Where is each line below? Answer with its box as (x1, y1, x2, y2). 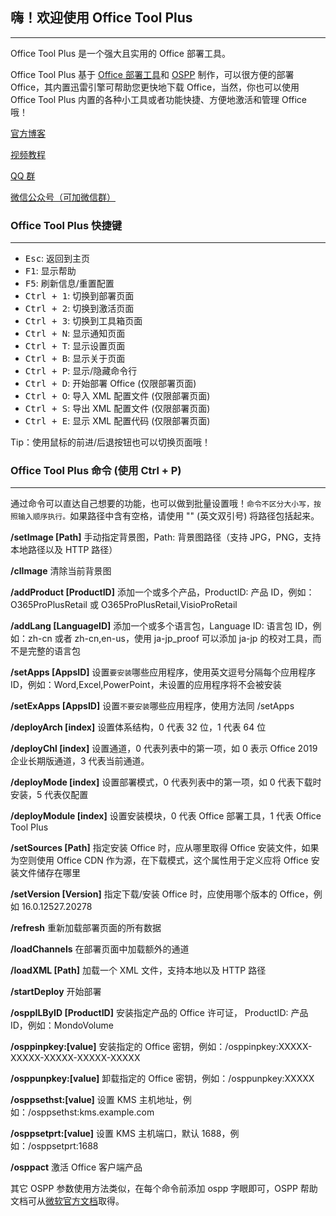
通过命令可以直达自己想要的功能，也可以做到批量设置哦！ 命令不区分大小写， (10, 498, 315, 510)
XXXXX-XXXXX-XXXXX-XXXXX (10, 1052, 141, 1064)
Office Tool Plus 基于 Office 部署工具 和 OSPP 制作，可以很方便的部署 (10, 68, 295, 80)
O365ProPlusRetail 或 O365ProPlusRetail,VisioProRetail (10, 599, 238, 611)
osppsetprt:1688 (31, 1140, 99, 1152)
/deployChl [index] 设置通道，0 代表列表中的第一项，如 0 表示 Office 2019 (10, 743, 318, 755)
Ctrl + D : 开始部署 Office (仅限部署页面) (24, 378, 197, 390)
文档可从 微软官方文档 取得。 (10, 1195, 125, 1207)
